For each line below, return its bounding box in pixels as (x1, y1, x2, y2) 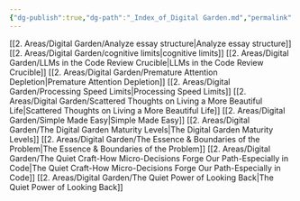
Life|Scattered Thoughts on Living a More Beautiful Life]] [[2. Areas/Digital (9, 105, 286, 115)
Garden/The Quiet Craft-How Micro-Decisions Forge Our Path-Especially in (9, 152, 289, 163)
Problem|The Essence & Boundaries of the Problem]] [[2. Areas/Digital (9, 143, 271, 154)
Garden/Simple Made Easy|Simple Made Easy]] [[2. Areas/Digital (9, 114, 250, 125)
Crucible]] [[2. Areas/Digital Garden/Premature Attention (9, 67, 218, 78)
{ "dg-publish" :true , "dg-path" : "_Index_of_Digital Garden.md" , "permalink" (9, 13, 293, 23)
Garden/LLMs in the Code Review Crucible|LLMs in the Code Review (9, 57, 264, 68)
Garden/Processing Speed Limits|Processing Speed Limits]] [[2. (9, 86, 247, 96)
